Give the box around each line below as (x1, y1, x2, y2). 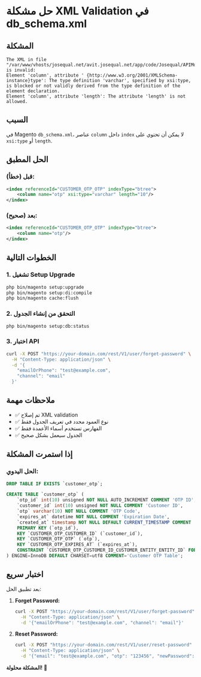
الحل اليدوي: (6, 467, 39, 476)
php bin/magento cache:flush (6, 295, 79, 301)
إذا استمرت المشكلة (6, 449, 73, 460)
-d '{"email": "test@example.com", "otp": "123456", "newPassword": (20, 653, 195, 660)
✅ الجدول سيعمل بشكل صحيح (14, 431, 83, 439)
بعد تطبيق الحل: (6, 585, 42, 593)
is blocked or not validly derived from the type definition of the (6, 83, 181, 89)
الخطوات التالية (6, 253, 57, 263)
